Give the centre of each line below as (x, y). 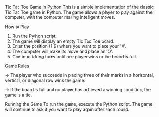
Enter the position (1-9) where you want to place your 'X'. (69, 46)
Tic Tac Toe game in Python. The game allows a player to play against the (79, 12)
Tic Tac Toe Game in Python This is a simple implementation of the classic (79, 7)
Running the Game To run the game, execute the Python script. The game (79, 104)
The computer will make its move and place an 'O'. (62, 51)
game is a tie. (18, 95)
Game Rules (17, 66)
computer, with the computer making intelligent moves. (60, 17)
